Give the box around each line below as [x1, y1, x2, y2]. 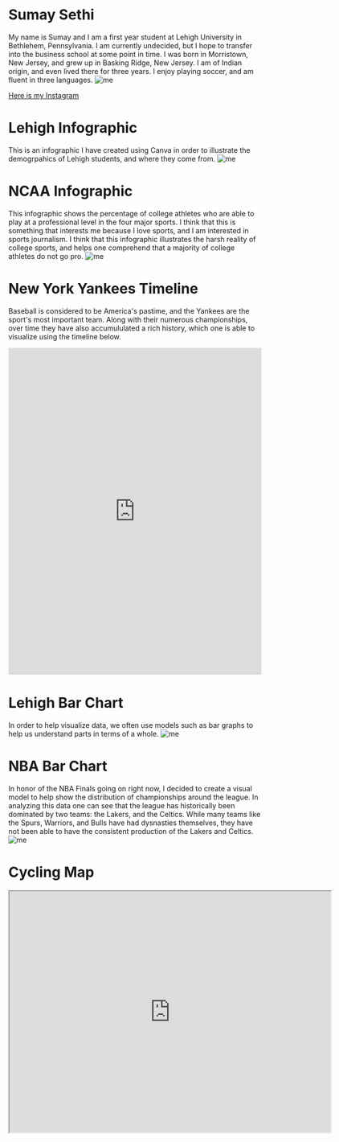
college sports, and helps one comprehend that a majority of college [8, 243, 235, 253]
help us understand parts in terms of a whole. [8, 729, 159, 738]
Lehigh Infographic [8, 119, 138, 138]
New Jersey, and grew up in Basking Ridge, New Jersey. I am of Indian [8, 58, 243, 68]
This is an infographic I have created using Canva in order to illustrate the [8, 145, 251, 154]
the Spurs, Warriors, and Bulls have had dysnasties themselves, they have [8, 818, 253, 828]
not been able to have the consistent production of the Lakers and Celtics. [8, 826, 254, 836]
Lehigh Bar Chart [8, 693, 124, 712]
